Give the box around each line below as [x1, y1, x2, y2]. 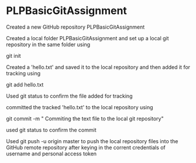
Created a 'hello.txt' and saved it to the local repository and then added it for [6, 63, 191, 71]
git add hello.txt [6, 81, 44, 88]
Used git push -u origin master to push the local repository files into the [6, 137, 178, 144]
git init [6, 52, 22, 59]
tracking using [6, 70, 41, 77]
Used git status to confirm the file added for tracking [6, 92, 133, 99]
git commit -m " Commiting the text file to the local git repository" [6, 115, 164, 122]
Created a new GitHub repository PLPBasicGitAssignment [6, 23, 145, 30]
